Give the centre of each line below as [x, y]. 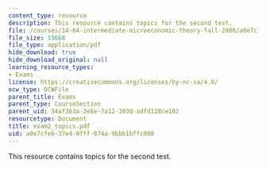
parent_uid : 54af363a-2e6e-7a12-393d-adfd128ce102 [94, 112]
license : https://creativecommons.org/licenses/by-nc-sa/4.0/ [113, 82]
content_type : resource [48, 15]
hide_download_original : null [58, 60]
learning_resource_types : [51, 67]
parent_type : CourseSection [55, 104]
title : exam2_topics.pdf [49, 126]
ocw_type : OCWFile [39, 89]
